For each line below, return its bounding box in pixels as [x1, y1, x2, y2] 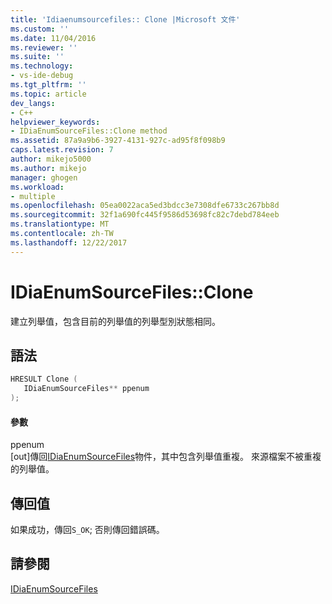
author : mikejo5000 [10, 154, 92, 164]
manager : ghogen [10, 172, 78, 183]
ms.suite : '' [10, 52, 65, 62]
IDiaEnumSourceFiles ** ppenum [23, 384, 150, 394]
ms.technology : [10, 61, 74, 71]
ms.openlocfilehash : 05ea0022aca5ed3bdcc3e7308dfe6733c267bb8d [10, 201, 280, 211]
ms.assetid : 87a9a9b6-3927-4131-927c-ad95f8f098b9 [10, 136, 226, 146]
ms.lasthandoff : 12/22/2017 [10, 237, 128, 248]
